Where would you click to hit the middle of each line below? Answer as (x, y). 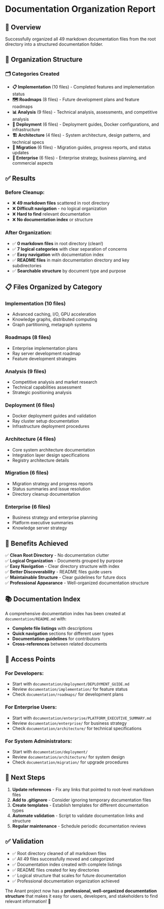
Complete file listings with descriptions (52, 628)
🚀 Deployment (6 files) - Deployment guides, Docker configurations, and (85, 124)
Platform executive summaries (43, 523)
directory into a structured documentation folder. (54, 44)
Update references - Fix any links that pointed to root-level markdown (83, 789)
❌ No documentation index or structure (52, 220)
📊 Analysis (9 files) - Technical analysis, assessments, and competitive (85, 112)
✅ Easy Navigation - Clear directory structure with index (62, 566)
